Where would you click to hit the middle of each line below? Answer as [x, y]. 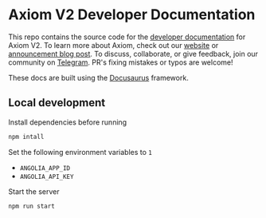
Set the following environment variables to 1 [80, 152]
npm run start [32, 206]
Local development [57, 103]
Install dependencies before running [68, 122]
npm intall [26, 137]
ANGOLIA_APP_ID [45, 168]
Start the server [34, 191]
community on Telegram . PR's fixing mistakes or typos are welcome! [121, 62]
